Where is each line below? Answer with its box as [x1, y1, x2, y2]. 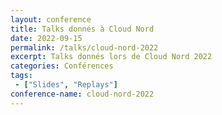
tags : [10, 71, 33, 81]
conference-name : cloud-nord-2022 [10, 89, 155, 99]
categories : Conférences [10, 61, 114, 71]
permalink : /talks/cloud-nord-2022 [10, 42, 159, 53]
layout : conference [10, 14, 92, 25]
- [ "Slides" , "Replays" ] [14, 80, 118, 90]
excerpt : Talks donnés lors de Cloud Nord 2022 [10, 52, 213, 62]
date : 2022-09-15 [10, 33, 83, 43]
